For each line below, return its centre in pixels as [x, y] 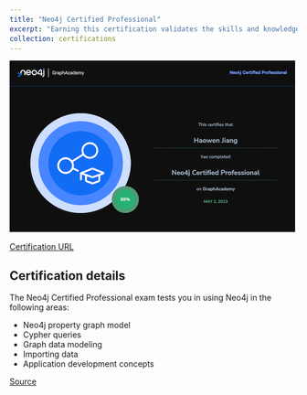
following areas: [40, 307]
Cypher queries [52, 335]
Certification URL [42, 247]
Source [23, 382]
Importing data [50, 354]
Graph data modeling [63, 345]
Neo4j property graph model [76, 326]
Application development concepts [88, 364]
